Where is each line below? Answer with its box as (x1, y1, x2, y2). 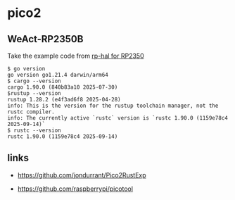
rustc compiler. (7, 108, 55, 115)
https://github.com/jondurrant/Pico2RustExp (17, 170, 146, 179)
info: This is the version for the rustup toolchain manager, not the (7, 102, 219, 109)
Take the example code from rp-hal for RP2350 (7, 51, 144, 60)
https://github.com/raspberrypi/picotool (17, 185, 134, 193)
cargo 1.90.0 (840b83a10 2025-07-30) (7, 84, 118, 91)
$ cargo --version (7, 77, 61, 85)
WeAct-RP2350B (7, 33, 84, 45)
